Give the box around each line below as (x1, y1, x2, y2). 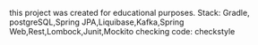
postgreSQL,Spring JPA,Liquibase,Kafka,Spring (9, 17, 185, 27)
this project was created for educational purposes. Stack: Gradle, (9, 8, 250, 18)
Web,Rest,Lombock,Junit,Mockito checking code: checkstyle (9, 26, 236, 36)
